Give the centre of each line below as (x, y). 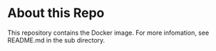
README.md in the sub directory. (56, 40)
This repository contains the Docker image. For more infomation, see (108, 33)
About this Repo (56, 13)
